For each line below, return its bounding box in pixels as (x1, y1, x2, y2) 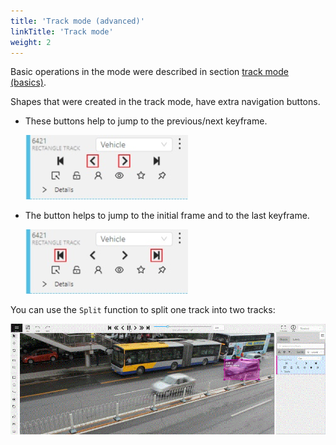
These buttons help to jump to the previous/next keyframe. (24, 115, 268, 127)
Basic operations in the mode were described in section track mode (10, 66, 289, 78)
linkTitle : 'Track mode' (10, 26, 114, 37)
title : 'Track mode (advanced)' (10, 16, 145, 26)
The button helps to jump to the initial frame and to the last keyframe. (24, 210, 310, 222)
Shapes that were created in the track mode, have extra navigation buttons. (10, 96, 321, 108)
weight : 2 (10, 37, 52, 47)
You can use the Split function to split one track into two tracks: (10, 304, 276, 316)
